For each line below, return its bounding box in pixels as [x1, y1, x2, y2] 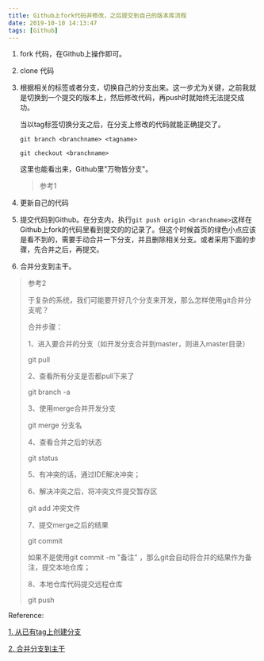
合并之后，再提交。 [40, 245, 104, 254]
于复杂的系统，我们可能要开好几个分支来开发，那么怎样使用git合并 [27, 296, 245, 305]
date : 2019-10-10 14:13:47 [8, 19, 98, 27]
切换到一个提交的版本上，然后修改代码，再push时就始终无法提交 [26, 93, 238, 102]
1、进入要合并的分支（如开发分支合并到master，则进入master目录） [27, 339, 250, 349]
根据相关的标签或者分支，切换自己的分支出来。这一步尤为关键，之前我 [19, 83, 250, 92]
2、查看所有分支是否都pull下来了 [27, 371, 135, 381]
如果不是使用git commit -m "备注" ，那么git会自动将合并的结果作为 [27, 553, 246, 562]
